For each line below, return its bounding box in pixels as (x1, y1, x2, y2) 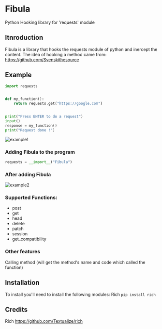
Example (5, 71, 32, 79)
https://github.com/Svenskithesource (5, 57, 79, 63)
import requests (5, 83, 38, 88)
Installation (5, 279, 40, 287)
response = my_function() (5, 123, 57, 128)
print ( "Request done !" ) (5, 128, 55, 132)
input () (5, 119, 21, 124)
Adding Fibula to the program (5, 148, 75, 155)
